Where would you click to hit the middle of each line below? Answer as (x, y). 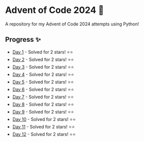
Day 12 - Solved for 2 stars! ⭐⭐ (44, 134)
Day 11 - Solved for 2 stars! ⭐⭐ (44, 127)
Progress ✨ (23, 40)
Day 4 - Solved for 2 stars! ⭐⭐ (43, 74)
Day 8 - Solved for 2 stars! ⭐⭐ (43, 104)
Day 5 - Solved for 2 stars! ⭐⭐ (43, 82)
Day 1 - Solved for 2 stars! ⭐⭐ (43, 52)
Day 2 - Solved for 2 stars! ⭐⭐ (43, 59)
